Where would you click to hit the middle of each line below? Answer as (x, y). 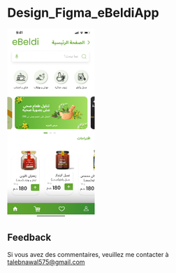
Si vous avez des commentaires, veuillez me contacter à (88, 254)
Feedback (29, 238)
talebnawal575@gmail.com (46, 262)
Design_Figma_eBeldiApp (83, 13)
